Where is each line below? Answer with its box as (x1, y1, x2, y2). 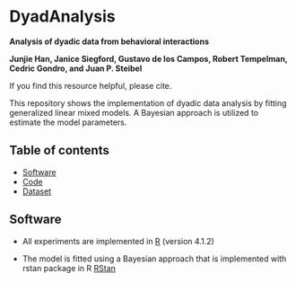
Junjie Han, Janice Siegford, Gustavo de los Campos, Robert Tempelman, (9, 53, 288, 64)
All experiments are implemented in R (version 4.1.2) (22, 235, 215, 246)
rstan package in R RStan (22, 262, 117, 273)
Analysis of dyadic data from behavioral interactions (9, 36, 209, 47)
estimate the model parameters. (9, 117, 127, 128)
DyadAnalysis (9, 6, 116, 27)
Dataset (22, 186, 52, 197)
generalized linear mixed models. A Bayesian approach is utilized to (9, 107, 258, 118)
